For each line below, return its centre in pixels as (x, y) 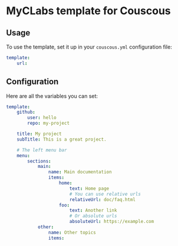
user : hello (42, 118)
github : (26, 112)
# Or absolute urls (93, 216)
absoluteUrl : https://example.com (112, 222)
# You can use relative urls (105, 194)
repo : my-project (48, 123)
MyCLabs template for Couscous (88, 11)
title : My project (39, 134)
